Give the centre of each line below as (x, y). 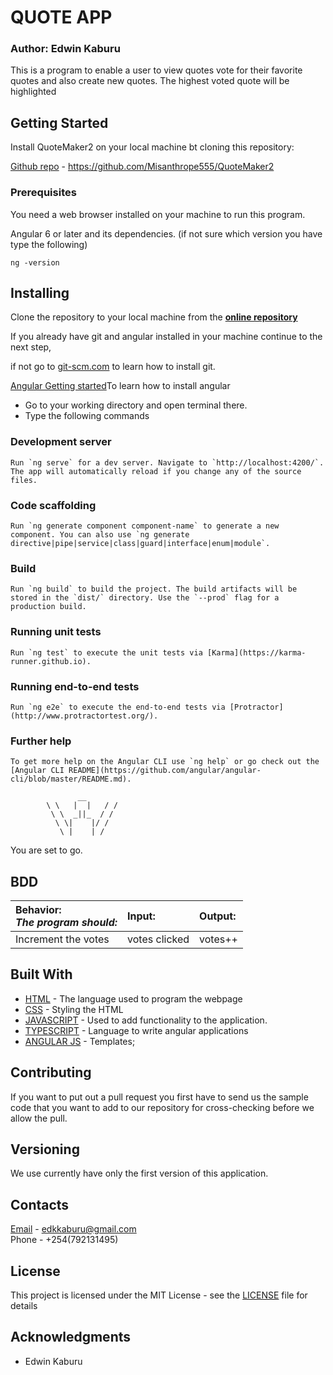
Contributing (51, 1072)
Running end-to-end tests (75, 686)
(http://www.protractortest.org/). (84, 716)
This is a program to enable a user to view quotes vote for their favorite (156, 70)
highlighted (33, 92)
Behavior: (38, 909)
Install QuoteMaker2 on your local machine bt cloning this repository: (152, 147)
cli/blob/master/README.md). (71, 779)
